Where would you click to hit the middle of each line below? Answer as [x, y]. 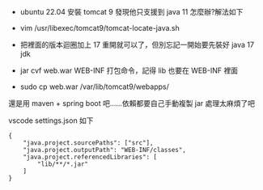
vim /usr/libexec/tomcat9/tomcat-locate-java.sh [100, 28]
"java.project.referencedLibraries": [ [90, 157]
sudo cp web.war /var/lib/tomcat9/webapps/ [95, 87]
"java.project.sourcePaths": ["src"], [88, 143]
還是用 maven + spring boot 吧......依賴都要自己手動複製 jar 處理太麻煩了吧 [132, 103]
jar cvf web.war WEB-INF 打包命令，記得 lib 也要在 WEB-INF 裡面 [129, 70]
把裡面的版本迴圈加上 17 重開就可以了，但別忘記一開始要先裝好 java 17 [137, 44]
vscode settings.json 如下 [51, 120]
